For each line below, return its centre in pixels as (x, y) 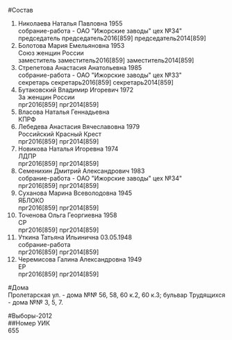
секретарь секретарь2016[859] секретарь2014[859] (96, 82)
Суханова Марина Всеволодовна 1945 (75, 193)
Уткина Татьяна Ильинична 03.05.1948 (75, 237)
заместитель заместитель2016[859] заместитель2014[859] (106, 60)
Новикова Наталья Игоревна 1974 (68, 149)
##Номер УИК (29, 323)
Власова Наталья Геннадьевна (64, 112)
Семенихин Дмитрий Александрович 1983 (81, 171)
